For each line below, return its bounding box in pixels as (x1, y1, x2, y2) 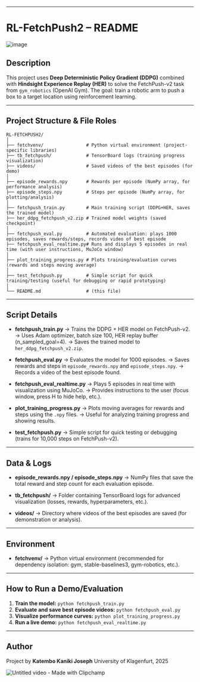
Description (6, 58, 51, 69)
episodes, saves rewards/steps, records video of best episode (6, 236, 167, 242)
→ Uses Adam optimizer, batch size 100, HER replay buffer (14, 332, 159, 339)
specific (6, 147, 28, 153)
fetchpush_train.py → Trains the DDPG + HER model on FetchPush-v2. (14, 325, 190, 333)
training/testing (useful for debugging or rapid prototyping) (6, 278, 167, 284)
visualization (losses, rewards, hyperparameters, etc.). (14, 498, 149, 506)
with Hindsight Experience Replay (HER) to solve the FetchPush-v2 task (6, 80, 185, 87)
